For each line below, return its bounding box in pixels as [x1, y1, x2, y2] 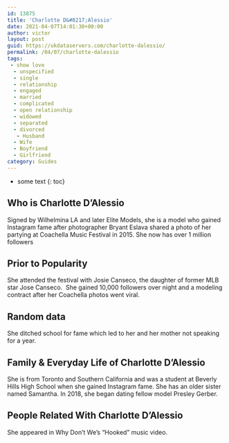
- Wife [13, 139, 33, 146]
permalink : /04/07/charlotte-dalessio [7, 49, 119, 56]
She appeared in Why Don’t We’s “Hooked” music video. [7, 428, 168, 436]
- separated [13, 119, 48, 127]
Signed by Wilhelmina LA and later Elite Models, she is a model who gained [7, 215, 221, 224]
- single [13, 74, 39, 82]
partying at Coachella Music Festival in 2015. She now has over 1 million [7, 230, 212, 239]
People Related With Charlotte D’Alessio [7, 410, 183, 422]
